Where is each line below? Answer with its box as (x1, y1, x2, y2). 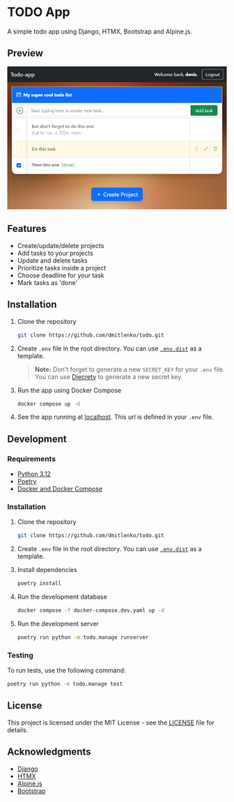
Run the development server (17, 619, 100, 628)
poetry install (17, 580, 62, 587)
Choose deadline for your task (17, 271, 104, 279)
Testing (7, 650, 33, 660)
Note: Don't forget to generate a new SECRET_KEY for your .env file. (34, 365, 225, 373)
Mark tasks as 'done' (17, 278, 78, 286)
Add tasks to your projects (17, 249, 94, 257)
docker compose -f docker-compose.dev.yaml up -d (17, 607, 165, 614)
